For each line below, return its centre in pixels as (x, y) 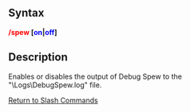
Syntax (26, 13)
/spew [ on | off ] (33, 32)
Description (38, 58)
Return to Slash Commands (53, 100)
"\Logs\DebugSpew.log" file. (55, 85)
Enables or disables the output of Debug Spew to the (95, 76)
